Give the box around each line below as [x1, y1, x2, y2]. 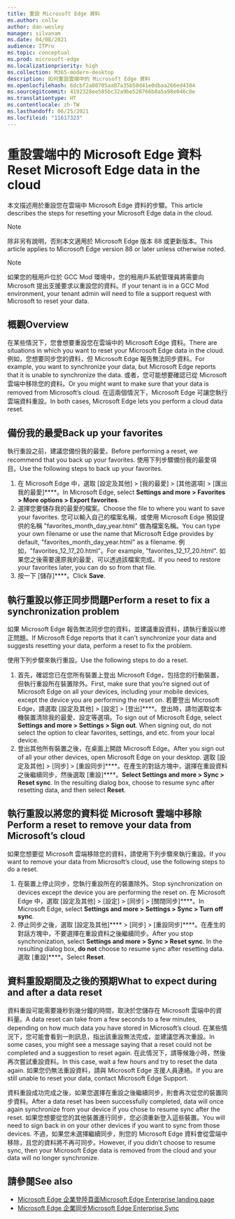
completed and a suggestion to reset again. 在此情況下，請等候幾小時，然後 [7, 1048, 226, 1057]
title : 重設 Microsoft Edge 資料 [7, 10, 101, 17]
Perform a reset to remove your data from [7, 819, 192, 831]
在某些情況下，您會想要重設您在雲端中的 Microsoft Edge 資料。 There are [7, 339, 218, 347]
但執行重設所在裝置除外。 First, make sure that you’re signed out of [17, 679, 210, 688]
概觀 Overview [7, 318, 69, 330]
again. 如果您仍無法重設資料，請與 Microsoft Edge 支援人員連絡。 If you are [7, 1066, 224, 1074]
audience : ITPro [7, 43, 55, 50]
